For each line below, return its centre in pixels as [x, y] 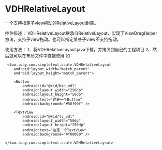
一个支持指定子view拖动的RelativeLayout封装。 [52, 23]
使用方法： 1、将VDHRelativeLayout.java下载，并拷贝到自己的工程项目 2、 [79, 49]
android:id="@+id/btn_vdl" [50, 86]
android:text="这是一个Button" [52, 99]
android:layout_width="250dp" [53, 90]
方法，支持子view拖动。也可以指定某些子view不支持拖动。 [63, 39]
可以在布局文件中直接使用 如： [44, 55]
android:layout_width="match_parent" [52, 69]
